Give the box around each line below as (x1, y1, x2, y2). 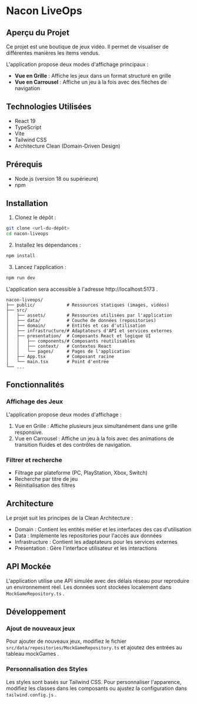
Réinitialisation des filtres (14, 481, 75, 489)
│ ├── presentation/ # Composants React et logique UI (6, 333, 151, 339)
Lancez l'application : (14, 264, 66, 271)
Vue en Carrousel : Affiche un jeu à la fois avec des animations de (14, 434, 175, 442)
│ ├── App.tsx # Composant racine (6, 353, 115, 360)
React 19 (14, 117, 36, 124)
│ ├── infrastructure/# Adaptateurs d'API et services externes (6, 328, 172, 334)
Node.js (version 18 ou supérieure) (14, 175, 99, 182)
